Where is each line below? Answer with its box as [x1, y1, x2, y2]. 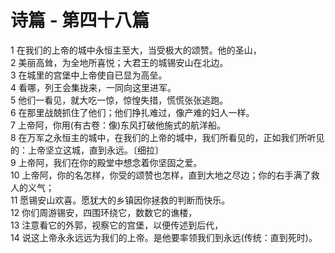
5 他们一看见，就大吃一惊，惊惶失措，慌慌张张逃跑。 [10, 94, 229, 106]
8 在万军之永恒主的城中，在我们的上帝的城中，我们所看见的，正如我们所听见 [10, 131, 325, 143]
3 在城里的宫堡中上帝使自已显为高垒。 [10, 69, 168, 81]
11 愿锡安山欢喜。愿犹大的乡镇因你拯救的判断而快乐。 [10, 194, 231, 206]
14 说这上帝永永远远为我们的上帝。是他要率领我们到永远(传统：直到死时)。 [10, 231, 318, 243]
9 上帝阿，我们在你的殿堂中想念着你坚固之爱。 [10, 156, 203, 168]
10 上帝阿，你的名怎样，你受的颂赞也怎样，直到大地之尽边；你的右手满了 [10, 169, 312, 181]
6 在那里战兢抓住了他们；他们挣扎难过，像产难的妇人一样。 [10, 106, 255, 118]
